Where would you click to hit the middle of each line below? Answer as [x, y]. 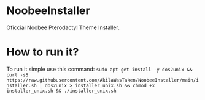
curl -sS [17, 75]
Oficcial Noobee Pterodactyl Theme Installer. [63, 27]
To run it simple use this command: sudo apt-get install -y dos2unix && [99, 69]
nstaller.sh [21, 85]
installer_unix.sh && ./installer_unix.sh [61, 91]
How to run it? [43, 52]
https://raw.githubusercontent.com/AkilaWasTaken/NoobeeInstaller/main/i [103, 80]
